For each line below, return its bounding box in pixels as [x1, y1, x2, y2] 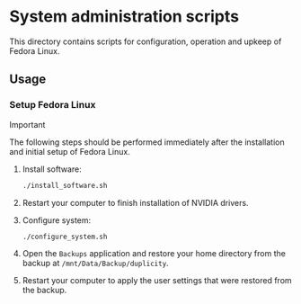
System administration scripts [9, 6, 240, 27]
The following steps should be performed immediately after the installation [9, 137, 285, 148]
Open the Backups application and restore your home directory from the [22, 248, 286, 259]
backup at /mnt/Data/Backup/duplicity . [22, 258, 169, 269]
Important [9, 119, 46, 130]
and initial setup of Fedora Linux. [9, 146, 130, 156]
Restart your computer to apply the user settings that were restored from [22, 275, 292, 286]
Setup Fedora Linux [9, 99, 96, 112]
